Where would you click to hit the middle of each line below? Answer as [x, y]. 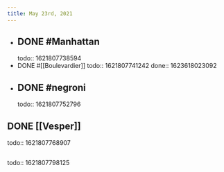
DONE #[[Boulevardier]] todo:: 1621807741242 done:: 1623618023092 [117, 66]
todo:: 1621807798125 [38, 163]
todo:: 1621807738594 [49, 58]
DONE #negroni [52, 87]
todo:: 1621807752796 [49, 104]
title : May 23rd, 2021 [40, 14]
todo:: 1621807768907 [39, 143]
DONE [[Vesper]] [44, 126]
